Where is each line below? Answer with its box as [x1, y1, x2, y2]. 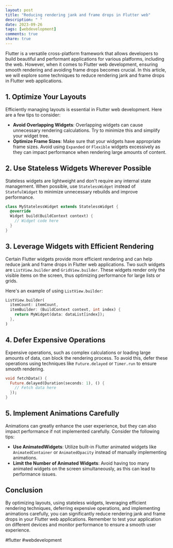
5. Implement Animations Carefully [5, 409, 119, 418]
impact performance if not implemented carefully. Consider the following [5, 428, 160, 434]
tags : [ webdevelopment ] [5, 27, 57, 32]
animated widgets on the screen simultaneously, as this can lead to [12, 465, 155, 471]
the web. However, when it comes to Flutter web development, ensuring [5, 61, 158, 67]
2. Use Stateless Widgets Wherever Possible [5, 164, 152, 173]
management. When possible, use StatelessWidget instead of [5, 183, 136, 189]
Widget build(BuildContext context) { [10, 214, 94, 219]
